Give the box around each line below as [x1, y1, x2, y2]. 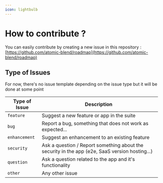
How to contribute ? [5, 28, 86, 39]
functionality [42, 162, 70, 169]
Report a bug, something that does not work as [42, 120, 149, 127]
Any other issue [42, 170, 78, 177]
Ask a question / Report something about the [42, 142, 144, 149]
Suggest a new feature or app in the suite [42, 112, 136, 119]
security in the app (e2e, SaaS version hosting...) [42, 148, 153, 155]
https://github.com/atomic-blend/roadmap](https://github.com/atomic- [6, 49, 148, 55]
